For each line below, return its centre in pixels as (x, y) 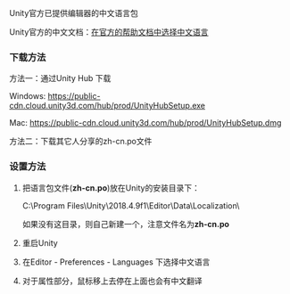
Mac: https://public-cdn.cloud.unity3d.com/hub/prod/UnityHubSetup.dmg (145, 123)
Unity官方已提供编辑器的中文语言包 (74, 13)
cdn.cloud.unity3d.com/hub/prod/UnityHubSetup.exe (108, 106)
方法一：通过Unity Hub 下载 (60, 78)
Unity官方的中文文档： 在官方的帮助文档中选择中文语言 (109, 32)
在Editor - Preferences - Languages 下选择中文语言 (116, 262)
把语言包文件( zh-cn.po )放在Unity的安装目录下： (111, 188)
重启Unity (40, 242)
